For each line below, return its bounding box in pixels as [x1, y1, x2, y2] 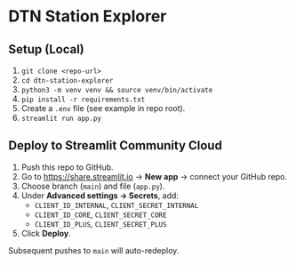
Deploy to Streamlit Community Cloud [8, 138, 223, 153]
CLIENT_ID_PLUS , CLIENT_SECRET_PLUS [34, 218, 167, 229]
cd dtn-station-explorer [20, 76, 114, 85]
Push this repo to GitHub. [20, 162, 114, 173]
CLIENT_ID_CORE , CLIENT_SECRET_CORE [34, 209, 167, 220]
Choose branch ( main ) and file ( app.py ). [20, 181, 165, 191]
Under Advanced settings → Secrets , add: [20, 189, 180, 201]
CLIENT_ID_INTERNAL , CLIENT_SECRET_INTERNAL [34, 199, 199, 210]
